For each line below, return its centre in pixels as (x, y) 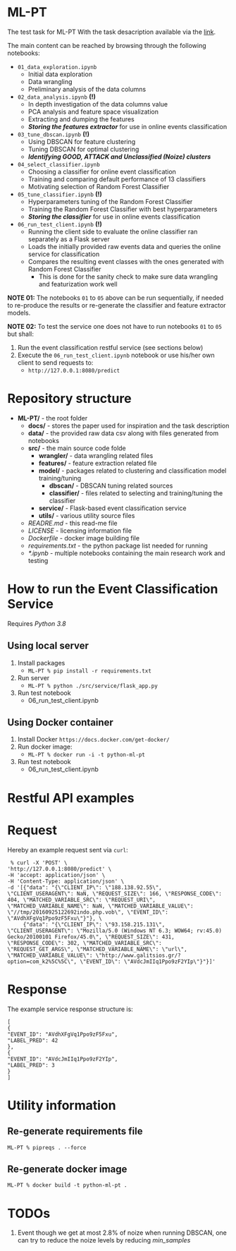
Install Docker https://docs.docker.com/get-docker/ (94, 739)
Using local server (48, 646)
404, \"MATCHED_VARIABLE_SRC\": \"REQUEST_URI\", (82, 900)
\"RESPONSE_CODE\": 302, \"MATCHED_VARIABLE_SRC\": (85, 943)
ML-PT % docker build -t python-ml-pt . (68, 1185)
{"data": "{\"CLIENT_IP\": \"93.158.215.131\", (94, 924)
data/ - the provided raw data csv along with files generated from (123, 433)
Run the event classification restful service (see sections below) (110, 347)
